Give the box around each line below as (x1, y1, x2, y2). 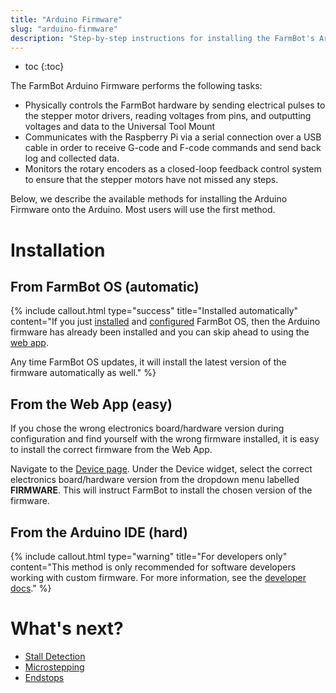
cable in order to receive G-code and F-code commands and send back (24, 142, 322, 154)
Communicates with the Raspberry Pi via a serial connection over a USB (24, 131, 322, 143)
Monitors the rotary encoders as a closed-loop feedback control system (24, 163, 322, 175)
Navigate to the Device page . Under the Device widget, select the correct (10, 463, 313, 475)
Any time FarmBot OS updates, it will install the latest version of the (10, 356, 287, 368)
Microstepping (24, 661, 85, 673)
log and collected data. (24, 152, 120, 165)
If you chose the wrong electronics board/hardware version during (10, 422, 285, 435)
